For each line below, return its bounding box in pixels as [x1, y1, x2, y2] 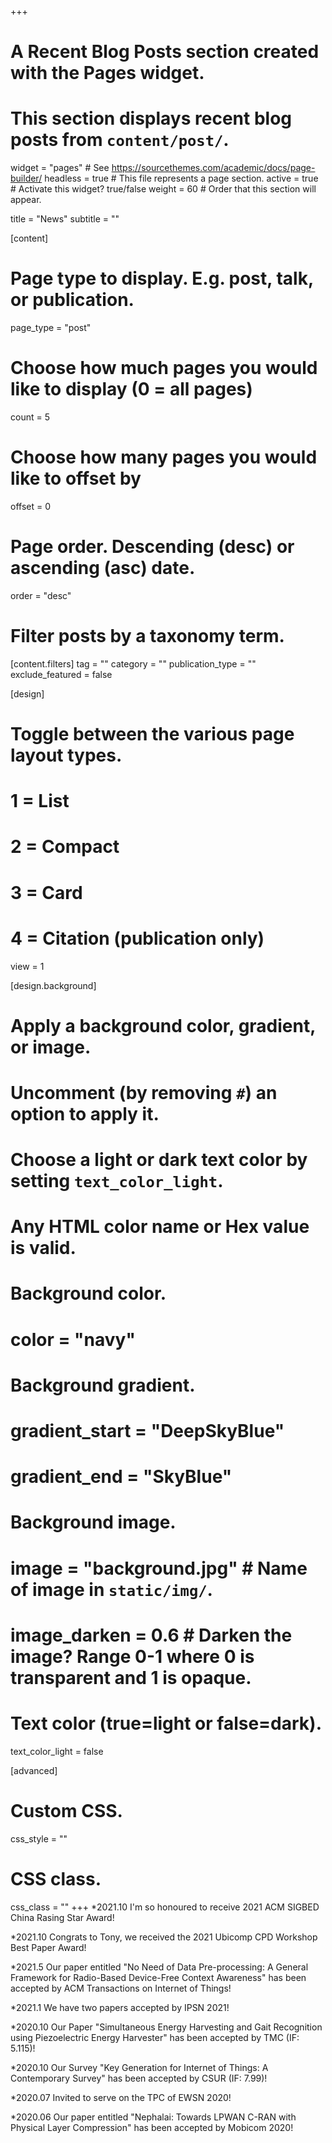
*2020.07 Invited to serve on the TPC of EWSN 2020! [10, 2091, 232, 2103]
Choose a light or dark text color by [10, 1149, 308, 1171]
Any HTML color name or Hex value [10, 1216, 310, 1238]
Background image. [10, 1511, 177, 1534]
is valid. [10, 1237, 77, 1260]
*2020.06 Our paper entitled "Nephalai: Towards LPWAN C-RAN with [10, 2111, 297, 2123]
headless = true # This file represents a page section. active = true [44, 172, 319, 185]
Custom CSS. [10, 1799, 123, 1822]
